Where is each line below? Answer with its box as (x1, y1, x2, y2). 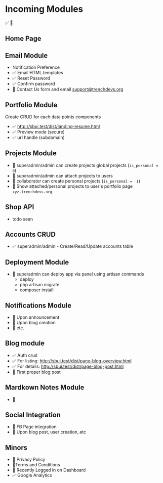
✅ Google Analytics (12, 472, 52, 478)
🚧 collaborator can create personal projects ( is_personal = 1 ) (12, 178, 141, 184)
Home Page (5, 35, 41, 43)
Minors (5, 443, 28, 452)
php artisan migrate (19, 282, 60, 288)
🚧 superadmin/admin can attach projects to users (12, 173, 113, 178)
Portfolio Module (5, 100, 58, 109)
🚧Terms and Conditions (12, 462, 60, 468)
